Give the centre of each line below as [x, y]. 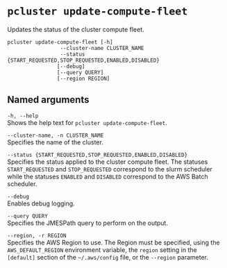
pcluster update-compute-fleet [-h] [60, 42]
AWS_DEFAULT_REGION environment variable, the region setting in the [102, 250]
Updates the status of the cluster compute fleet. [76, 29]
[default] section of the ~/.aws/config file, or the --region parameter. [108, 257]
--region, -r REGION [37, 235]
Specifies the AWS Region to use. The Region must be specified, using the [113, 242]
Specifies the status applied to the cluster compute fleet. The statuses [108, 162]
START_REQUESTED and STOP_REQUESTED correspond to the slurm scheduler [110, 169]
